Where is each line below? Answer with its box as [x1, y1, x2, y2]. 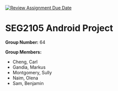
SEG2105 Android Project [5, 23, 113, 34]
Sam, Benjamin [12, 80, 44, 86]
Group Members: [5, 49, 42, 55]
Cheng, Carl [12, 59, 38, 65]
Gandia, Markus [12, 64, 46, 70]
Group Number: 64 [5, 39, 45, 45]
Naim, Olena [12, 75, 39, 81]
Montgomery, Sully [12, 69, 52, 75]
